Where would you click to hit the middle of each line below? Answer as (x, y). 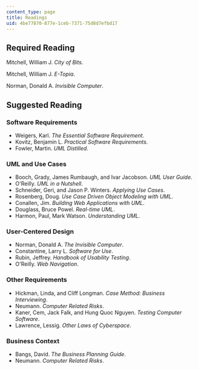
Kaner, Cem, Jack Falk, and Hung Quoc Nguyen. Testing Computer (98, 312)
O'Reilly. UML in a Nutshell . (49, 184)
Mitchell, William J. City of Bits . (45, 62)
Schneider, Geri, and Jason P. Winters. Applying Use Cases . (90, 190)
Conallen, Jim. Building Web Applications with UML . (80, 203)
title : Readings (27, 18)
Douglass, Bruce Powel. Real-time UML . (65, 209)
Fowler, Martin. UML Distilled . (52, 148)
